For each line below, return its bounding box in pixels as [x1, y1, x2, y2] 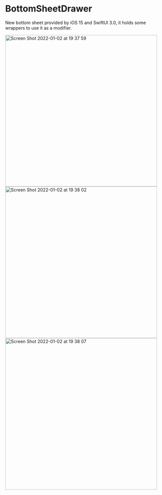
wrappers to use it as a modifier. [5, 25, 72, 31]
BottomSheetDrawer [5, 3, 92, 15]
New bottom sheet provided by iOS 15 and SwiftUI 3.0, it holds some [5, 20, 146, 26]
